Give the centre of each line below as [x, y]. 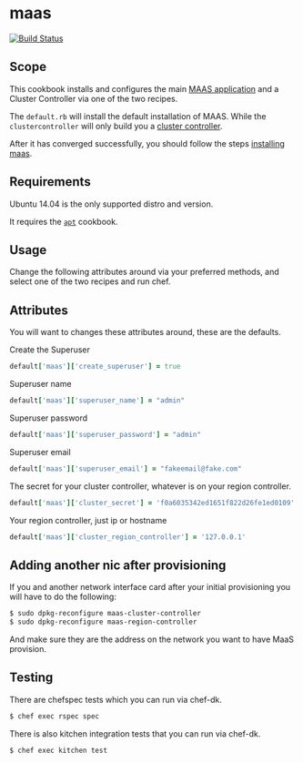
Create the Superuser [50, 350]
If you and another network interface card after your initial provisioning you [150, 587]
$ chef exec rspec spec [55, 716]
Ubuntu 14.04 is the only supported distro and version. [111, 204]
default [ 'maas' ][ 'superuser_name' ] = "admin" [97, 401]
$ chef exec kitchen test [58, 750]
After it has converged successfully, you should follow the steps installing [147, 143]
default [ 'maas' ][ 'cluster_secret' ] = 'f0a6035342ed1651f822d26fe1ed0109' [152, 503]
